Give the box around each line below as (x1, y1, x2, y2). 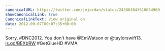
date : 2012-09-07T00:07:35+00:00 (5, 21, 76, 26)
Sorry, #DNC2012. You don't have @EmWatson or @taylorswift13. (5, 35, 142, 41)
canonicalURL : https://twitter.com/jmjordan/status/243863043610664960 (5, 7, 160, 12)
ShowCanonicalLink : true (5, 12, 58, 17)
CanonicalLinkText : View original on (5, 16, 85, 21)
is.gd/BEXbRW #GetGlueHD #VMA (5, 40, 78, 46)
